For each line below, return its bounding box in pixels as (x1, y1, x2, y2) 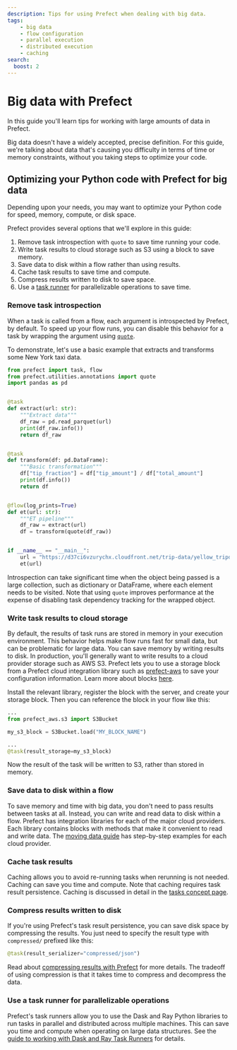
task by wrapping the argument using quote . (7, 331, 135, 340)
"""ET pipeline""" (20, 515, 74, 523)
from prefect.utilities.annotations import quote (7, 373, 157, 380)
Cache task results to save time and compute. (17, 268, 151, 276)
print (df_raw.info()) (20, 424, 83, 431)
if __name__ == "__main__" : (7, 547, 90, 554)
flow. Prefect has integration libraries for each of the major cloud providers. (7, 816, 226, 825)
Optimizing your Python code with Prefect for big (7, 173, 228, 185)
